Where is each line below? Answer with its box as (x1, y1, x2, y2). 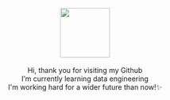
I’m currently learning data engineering (21, 74, 149, 83)
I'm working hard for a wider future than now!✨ (8, 83, 162, 91)
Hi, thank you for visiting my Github (27, 66, 143, 75)
